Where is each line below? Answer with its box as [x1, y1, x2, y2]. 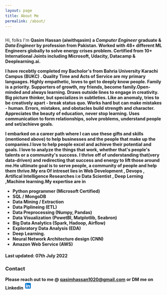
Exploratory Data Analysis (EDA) [12, 225, 81, 232]
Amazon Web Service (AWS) [12, 241, 73, 247]
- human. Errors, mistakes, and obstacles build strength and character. [5, 105, 155, 111]
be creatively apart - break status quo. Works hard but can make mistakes [5, 100, 162, 106]
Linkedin [5, 285, 23, 291]
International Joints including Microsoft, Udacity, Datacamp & [5, 53, 136, 59]
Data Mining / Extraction [12, 199, 64, 205]
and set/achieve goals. [5, 121, 54, 127]
